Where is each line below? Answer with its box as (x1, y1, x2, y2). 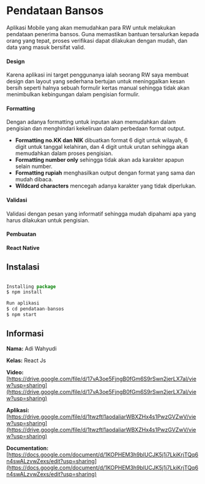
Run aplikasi (6, 300, 40, 306)
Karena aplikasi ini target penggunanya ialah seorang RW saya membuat (6, 71, 189, 78)
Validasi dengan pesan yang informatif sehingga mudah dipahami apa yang (6, 210, 196, 217)
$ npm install (6, 289, 43, 295)
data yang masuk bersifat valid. (6, 43, 86, 51)
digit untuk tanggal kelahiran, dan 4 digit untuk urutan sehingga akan (15, 143, 189, 151)
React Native (6, 244, 40, 251)
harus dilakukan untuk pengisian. (6, 216, 90, 224)
